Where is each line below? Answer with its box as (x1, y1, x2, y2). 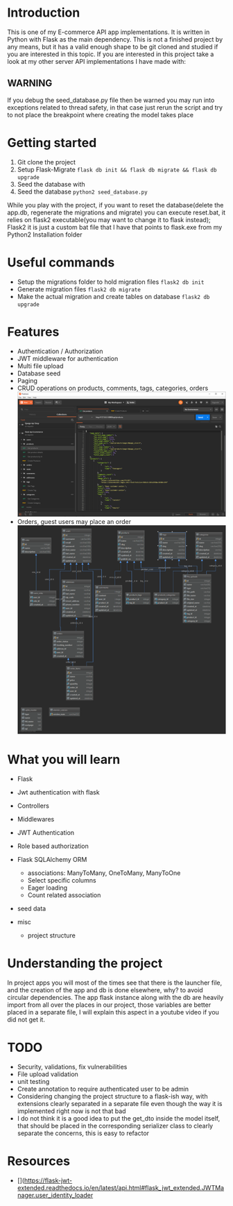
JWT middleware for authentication (17, 354, 119, 362)
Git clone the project (17, 158, 76, 166)
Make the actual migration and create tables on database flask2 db (17, 292, 210, 300)
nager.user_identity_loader (17, 1191, 94, 1199)
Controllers (17, 801, 50, 810)
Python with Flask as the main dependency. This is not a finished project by (7, 35, 223, 43)
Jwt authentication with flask (17, 788, 100, 797)
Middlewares (17, 815, 55, 824)
